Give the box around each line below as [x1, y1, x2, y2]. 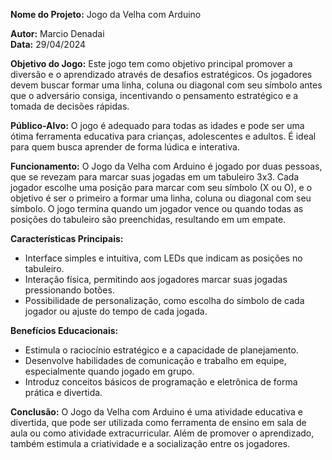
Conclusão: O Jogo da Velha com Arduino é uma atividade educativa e [10, 406, 303, 418]
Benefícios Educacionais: [10, 325, 119, 336]
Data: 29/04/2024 [10, 39, 87, 50]
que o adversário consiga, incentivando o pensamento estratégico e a [10, 90, 299, 101]
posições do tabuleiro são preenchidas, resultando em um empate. [10, 214, 287, 225]
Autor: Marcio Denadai [10, 28, 105, 39]
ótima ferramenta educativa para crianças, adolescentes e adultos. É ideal [10, 130, 317, 142]
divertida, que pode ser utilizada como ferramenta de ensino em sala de [10, 417, 307, 428]
